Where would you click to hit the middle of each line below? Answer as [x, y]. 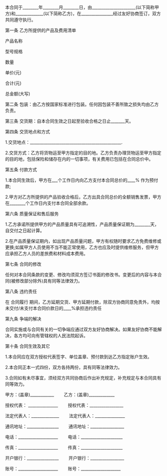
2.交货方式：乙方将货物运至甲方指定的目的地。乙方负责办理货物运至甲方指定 [83, 153]
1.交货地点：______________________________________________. [64, 142]
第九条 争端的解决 [23, 319]
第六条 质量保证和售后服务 [32, 214]
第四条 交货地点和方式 [28, 132]
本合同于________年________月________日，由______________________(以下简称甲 [82, 7]
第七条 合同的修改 [23, 264]
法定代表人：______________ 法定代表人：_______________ [65, 416]
